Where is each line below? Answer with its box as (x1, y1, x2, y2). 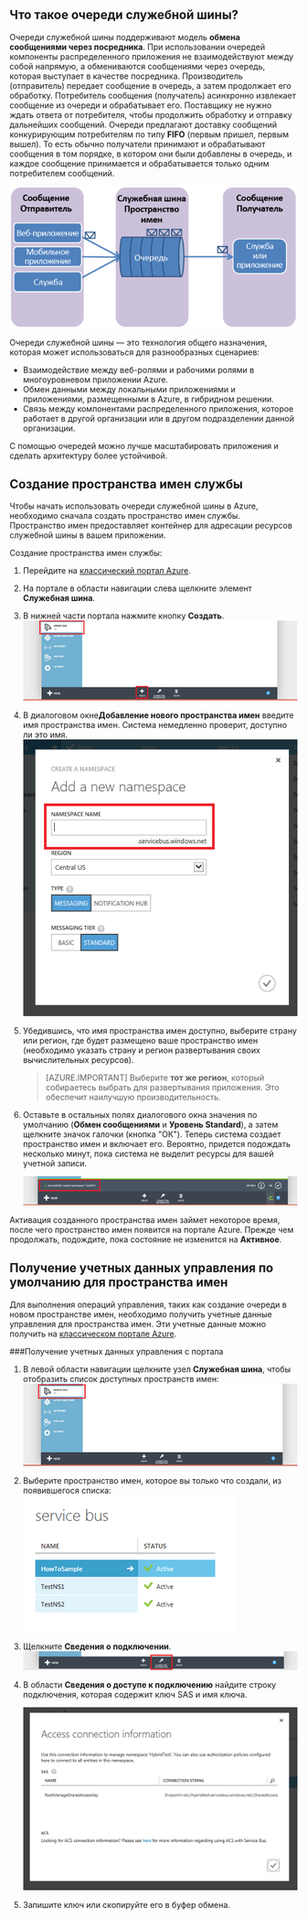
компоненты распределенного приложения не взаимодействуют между (9, 50, 294, 62)
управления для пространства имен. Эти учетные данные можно (9, 1318, 267, 1329)
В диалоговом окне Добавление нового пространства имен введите (22, 709, 294, 721)
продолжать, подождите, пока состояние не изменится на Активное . (9, 1234, 282, 1245)
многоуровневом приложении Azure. (22, 374, 169, 385)
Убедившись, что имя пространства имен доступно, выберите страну (22, 1025, 297, 1036)
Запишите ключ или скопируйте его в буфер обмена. (22, 1900, 231, 1911)
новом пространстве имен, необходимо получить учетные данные (9, 1308, 272, 1320)
